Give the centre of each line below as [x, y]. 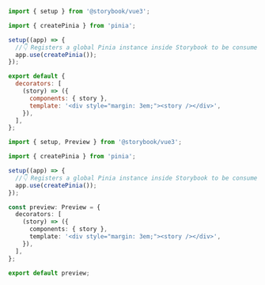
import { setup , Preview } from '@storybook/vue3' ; [95, 142]
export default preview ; [49, 273]
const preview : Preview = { [55, 207]
